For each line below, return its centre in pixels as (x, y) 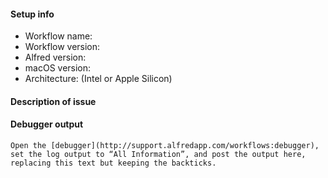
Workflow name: (58, 36)
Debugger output (47, 124)
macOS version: (58, 68)
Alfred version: (55, 57)
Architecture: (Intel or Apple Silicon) (98, 79)
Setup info (32, 14)
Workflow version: (62, 47)
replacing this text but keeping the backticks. (113, 163)
